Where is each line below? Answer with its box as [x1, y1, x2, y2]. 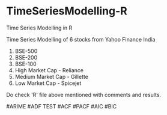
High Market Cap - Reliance [14, 66, 84, 73]
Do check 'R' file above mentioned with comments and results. [6, 91, 161, 98]
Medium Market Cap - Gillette [14, 73, 89, 80]
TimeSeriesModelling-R [6, 4, 127, 18]
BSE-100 [14, 60, 37, 67]
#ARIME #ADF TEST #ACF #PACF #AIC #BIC [6, 102, 117, 110]
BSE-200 [14, 54, 38, 61]
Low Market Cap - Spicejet [14, 79, 82, 87]
